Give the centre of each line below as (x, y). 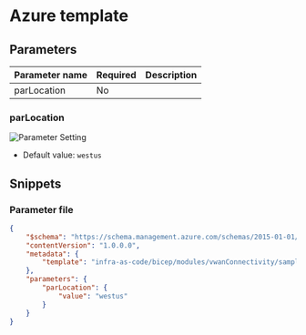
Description (171, 75)
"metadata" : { (52, 254)
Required (116, 75)
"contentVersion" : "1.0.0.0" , (83, 245)
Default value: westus (62, 155)
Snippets (36, 183)
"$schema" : (46, 237)
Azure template (69, 16)
